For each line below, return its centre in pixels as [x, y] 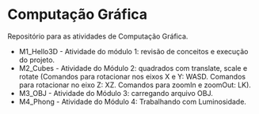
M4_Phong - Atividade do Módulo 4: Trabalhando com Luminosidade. [133, 101]
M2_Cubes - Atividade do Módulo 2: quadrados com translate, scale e [133, 68]
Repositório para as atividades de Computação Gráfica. [98, 36]
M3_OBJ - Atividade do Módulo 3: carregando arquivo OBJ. [116, 93]
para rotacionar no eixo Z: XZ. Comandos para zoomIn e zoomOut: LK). [135, 85]
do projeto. [37, 60]
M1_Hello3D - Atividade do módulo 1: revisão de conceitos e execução [133, 51]
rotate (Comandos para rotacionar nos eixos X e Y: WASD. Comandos [132, 76]
